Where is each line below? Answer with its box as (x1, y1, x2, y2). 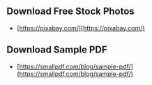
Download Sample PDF (6, 44, 107, 56)
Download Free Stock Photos (6, 6, 135, 17)
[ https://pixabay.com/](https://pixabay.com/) (16, 23, 145, 32)
